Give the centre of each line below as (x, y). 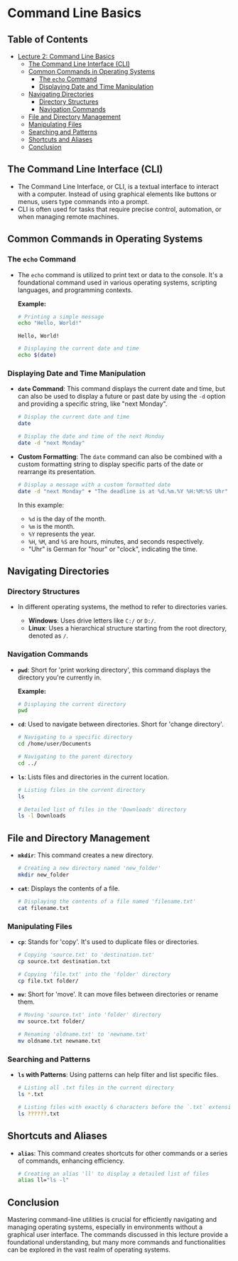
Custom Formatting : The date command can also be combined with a (120, 456)
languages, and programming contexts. (75, 290)
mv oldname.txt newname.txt (59, 1041)
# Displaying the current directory (72, 704)
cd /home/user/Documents (54, 744)
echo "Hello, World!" (49, 323)
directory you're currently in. (59, 677)
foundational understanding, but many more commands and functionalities (117, 1243)
